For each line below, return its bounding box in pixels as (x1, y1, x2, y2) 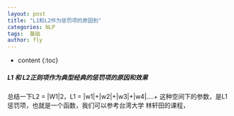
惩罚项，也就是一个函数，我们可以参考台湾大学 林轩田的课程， (7, 101, 189, 110)
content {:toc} (17, 56, 59, 64)
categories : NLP (7, 23, 55, 30)
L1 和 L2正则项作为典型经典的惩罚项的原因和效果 (7, 73, 148, 81)
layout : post (7, 10, 46, 18)
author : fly (7, 37, 43, 44)
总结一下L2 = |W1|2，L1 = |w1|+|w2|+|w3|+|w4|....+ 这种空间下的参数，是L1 (7, 93, 228, 101)
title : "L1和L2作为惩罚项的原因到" (7, 17, 101, 24)
